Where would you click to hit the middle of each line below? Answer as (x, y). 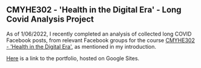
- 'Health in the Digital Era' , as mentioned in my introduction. (81, 46)
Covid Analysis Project (50, 20)
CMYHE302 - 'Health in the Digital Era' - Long (94, 10)
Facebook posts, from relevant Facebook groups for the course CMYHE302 (100, 40)
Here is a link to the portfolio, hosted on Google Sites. (73, 58)
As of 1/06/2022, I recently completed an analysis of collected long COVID (99, 34)
